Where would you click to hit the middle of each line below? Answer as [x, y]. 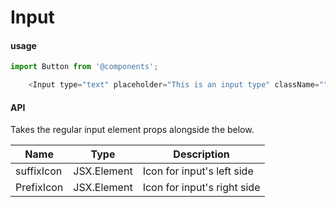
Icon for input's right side [201, 188]
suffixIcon [39, 171]
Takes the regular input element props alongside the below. [132, 130]
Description [201, 154]
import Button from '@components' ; [84, 67]
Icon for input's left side [198, 171]
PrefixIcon [39, 188]
